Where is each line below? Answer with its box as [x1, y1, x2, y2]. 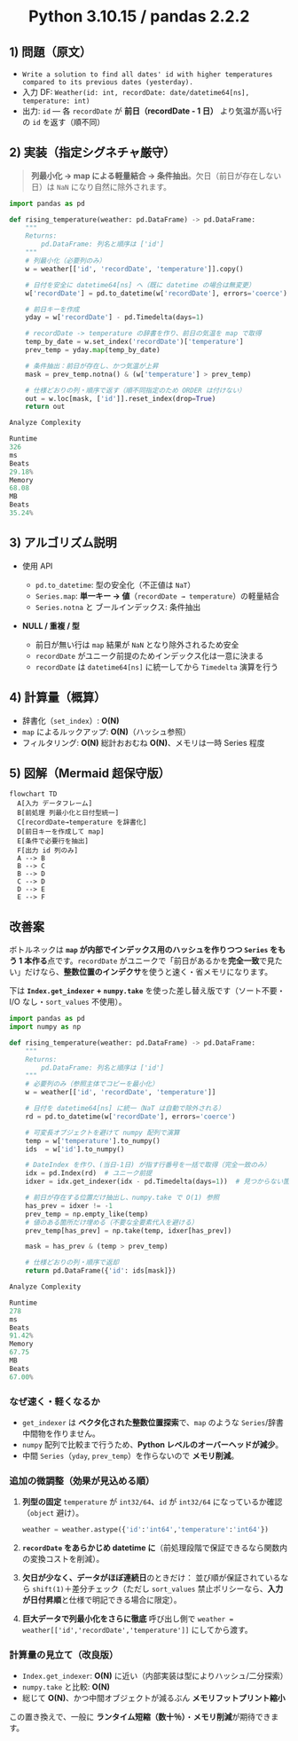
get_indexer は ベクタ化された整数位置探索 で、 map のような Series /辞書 [21, 1416, 284, 1427]
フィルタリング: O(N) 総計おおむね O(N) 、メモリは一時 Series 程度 [21, 737, 265, 748]
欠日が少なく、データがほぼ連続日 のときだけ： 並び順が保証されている [21, 1572, 281, 1583]
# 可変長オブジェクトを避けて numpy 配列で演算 [25, 1128, 180, 1137]
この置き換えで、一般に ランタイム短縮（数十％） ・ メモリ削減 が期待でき [9, 1712, 271, 1722]
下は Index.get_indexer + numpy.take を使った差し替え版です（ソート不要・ [9, 985, 286, 996]
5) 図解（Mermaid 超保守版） [9, 765, 170, 780]
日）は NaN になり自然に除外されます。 [30, 181, 171, 192]
